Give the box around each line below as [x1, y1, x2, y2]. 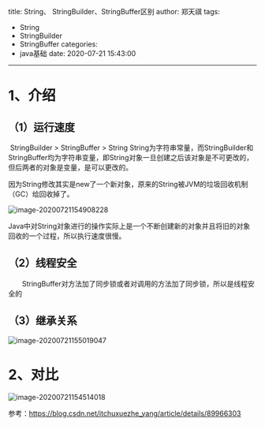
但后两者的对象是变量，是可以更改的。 [8, 163, 132, 172]
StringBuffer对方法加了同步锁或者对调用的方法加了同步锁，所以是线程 [21, 278, 248, 288]
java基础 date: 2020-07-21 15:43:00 [19, 49, 136, 58]
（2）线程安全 [8, 256, 77, 270]
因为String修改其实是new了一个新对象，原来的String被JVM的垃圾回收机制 [8, 180, 248, 189]
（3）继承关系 [8, 314, 77, 327]
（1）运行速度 [8, 121, 76, 134]
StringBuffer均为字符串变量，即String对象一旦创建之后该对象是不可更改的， [8, 153, 254, 162]
